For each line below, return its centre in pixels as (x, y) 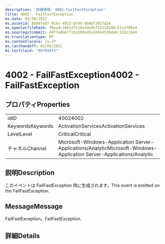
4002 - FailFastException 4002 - (72, 75)
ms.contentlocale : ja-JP (30, 42)
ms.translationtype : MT (29, 37)
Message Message (34, 206)
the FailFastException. (27, 191)
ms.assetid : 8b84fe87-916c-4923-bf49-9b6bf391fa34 (58, 23)
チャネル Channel (27, 148)
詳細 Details (23, 236)
